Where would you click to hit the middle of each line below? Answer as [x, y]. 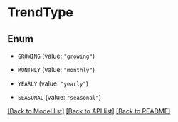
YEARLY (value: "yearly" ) [53, 83]
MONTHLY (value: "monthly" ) [56, 70]
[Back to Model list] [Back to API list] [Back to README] [89, 111]
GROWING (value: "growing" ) [56, 56]
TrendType [40, 12]
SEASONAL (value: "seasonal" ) [59, 97]
